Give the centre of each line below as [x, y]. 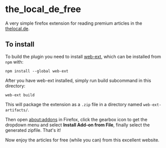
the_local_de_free [43, 9]
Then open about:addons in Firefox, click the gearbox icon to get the [76, 119]
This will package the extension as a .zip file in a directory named [74, 104]
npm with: [14, 62]
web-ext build [20, 95]
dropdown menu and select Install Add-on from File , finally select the [77, 125]
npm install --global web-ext [37, 71]
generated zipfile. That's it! [33, 130]
